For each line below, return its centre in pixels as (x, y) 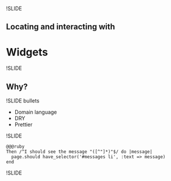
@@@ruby (15, 147)
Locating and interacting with (61, 27)
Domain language (36, 112)
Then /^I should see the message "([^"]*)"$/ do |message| (79, 152)
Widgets (27, 52)
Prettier (23, 125)
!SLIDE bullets (23, 101)
